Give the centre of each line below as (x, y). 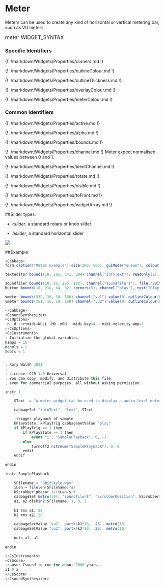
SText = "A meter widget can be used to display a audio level (81, 401)
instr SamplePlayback (27, 474)
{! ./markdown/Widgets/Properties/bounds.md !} (54, 142)
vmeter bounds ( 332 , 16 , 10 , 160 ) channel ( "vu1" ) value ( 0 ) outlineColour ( (82, 297)
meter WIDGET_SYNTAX (35, 37)
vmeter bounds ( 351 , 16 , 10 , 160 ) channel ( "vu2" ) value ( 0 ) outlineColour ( (82, 301)
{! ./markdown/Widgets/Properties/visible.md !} (53, 186)
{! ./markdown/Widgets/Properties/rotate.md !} (52, 176)
